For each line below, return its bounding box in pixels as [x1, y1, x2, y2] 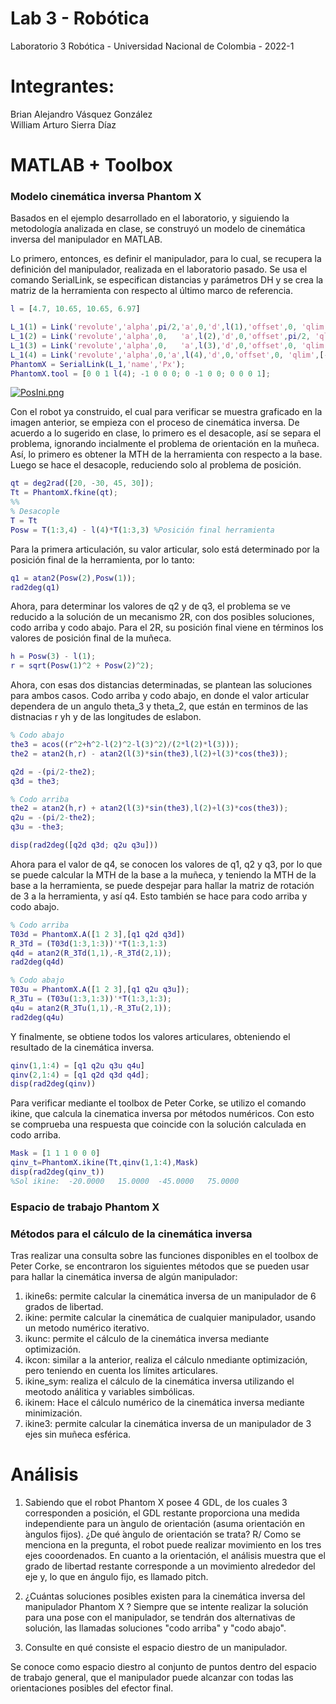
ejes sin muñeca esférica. [24, 1428, 132, 1441]
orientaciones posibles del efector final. [10, 1682, 174, 1694]
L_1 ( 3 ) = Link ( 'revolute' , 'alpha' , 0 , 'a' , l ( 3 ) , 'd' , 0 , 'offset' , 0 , [10, 340, 298, 351]
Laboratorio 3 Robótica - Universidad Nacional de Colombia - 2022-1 [10, 40, 295, 52]
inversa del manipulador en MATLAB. [10, 233, 163, 246]
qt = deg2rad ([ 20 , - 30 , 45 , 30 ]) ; [10, 478, 155, 489]
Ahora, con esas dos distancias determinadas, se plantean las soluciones [10, 679, 313, 691]
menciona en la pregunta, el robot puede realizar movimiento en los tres [24, 1539, 322, 1551]
